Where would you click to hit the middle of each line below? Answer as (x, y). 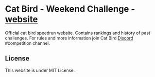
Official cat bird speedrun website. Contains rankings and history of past (78, 33)
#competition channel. (27, 43)
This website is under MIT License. (40, 70)
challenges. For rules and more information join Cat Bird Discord (69, 38)
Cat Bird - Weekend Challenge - (70, 9)
